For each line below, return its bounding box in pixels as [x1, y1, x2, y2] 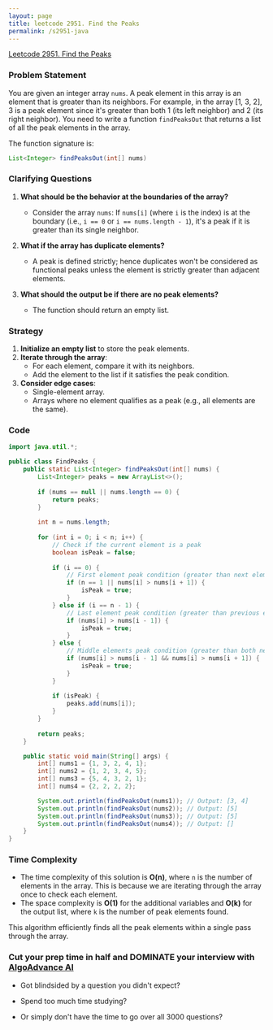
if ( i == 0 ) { [51, 563, 100, 571]
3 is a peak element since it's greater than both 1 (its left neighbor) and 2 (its [8, 105, 264, 115]
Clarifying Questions [8, 173, 92, 185]
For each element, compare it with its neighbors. [32, 361, 195, 371]
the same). [32, 404, 69, 415]
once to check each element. [19, 889, 118, 899]
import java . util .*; [8, 443, 79, 451]
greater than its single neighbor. [32, 224, 140, 234]
